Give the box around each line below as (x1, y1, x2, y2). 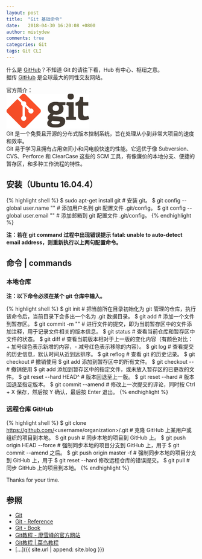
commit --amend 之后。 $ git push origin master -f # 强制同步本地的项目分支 (6, 449, 197, 456)
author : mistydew (6, 29, 50, 35)
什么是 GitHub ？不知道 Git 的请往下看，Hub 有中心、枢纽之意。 (6, 66, 163, 73)
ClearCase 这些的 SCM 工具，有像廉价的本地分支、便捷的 (52, 152, 195, 160)
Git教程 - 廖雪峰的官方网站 (14, 532, 81, 539)
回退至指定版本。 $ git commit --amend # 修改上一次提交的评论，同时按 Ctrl (6, 381, 195, 388)
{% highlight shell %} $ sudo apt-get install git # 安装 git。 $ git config (6, 196, 181, 204)
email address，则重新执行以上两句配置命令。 (6, 239, 122, 246)
